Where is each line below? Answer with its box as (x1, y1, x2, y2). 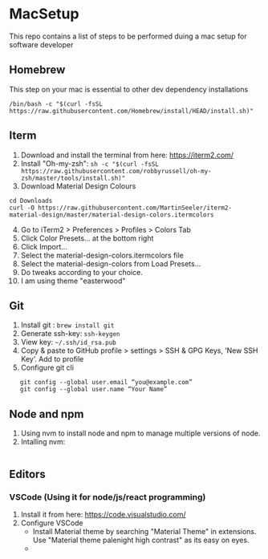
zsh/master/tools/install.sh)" (20, 174, 126, 182)
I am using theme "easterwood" (20, 276, 126, 286)
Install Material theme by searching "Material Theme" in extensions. (32, 526, 257, 536)
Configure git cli (20, 363, 75, 373)
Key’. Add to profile (20, 354, 84, 364)
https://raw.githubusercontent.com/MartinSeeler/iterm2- (38, 204, 232, 212)
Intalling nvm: (20, 437, 66, 447)
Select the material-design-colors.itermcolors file (20, 250, 184, 260)
